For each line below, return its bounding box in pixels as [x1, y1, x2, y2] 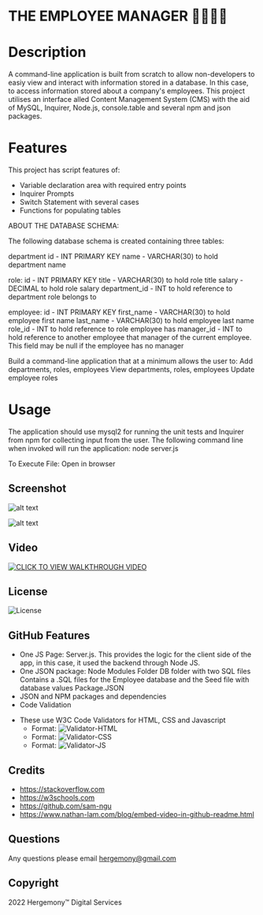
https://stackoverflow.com [19, 785, 105, 794]
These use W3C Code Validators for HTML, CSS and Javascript [19, 715, 226, 725]
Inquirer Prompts [19, 189, 75, 198]
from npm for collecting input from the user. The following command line [8, 435, 244, 445]
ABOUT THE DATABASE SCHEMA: [8, 221, 120, 231]
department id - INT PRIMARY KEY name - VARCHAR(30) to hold [8, 252, 219, 262]
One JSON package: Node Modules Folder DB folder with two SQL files [19, 667, 251, 676]
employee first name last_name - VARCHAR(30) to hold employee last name [8, 316, 254, 326]
